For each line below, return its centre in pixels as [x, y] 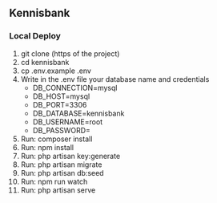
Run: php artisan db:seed [62, 173]
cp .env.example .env [56, 71]
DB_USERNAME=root [68, 122]
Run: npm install [47, 147]
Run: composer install [56, 139]
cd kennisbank [45, 62]
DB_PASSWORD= [62, 130]
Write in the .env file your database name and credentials [115, 79]
